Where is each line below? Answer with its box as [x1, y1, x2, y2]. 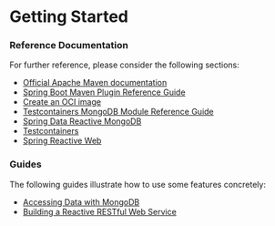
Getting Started [9, 6, 129, 27]
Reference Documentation [9, 39, 129, 52]
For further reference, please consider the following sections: [9, 59, 239, 70]
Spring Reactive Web [22, 135, 102, 147]
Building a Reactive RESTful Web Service [22, 206, 178, 217]
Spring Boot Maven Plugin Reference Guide [22, 87, 186, 98]
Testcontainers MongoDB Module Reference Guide [22, 107, 214, 118]
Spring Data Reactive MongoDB [22, 116, 142, 127]
